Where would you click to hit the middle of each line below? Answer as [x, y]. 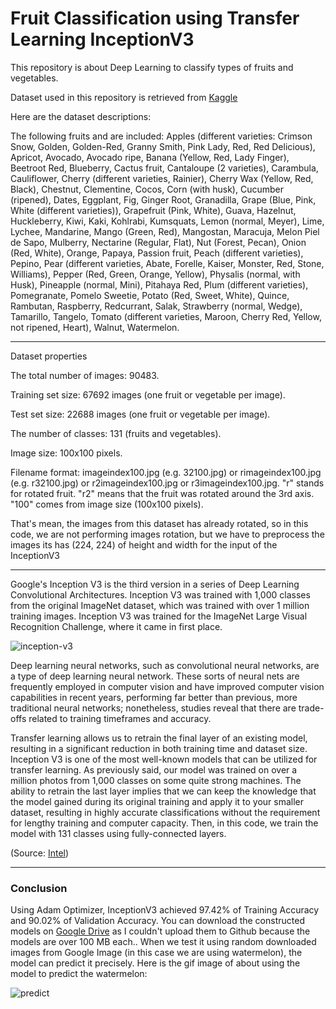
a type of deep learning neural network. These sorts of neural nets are [155, 676]
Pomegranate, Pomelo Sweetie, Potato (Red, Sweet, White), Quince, [150, 295]
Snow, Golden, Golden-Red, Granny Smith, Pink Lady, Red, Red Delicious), [163, 146]
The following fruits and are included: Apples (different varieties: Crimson [161, 136]
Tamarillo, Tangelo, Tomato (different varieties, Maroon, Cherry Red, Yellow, [166, 316]
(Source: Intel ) [40, 853]
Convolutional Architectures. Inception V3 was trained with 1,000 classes [160, 594]
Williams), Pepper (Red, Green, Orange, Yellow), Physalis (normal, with [155, 274]
